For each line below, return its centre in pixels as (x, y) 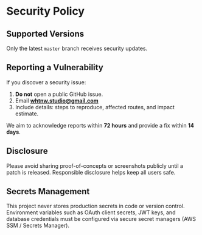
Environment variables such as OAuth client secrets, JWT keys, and (91, 212)
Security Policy (46, 11)
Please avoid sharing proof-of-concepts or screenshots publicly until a (95, 165)
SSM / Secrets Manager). (38, 226)
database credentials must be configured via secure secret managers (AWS (101, 219)
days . (14, 132)
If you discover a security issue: (46, 82)
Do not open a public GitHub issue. (59, 94)
